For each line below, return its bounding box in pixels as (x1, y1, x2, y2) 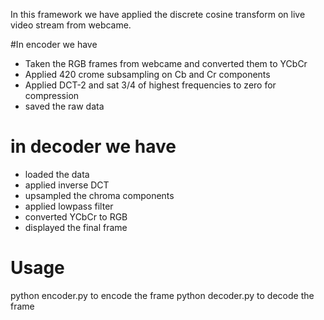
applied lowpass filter (24, 200, 114, 212)
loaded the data (24, 168, 90, 180)
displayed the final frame (24, 221, 128, 233)
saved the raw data (24, 100, 105, 112)
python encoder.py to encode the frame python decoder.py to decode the (10, 289, 315, 301)
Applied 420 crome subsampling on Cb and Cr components (24, 69, 271, 80)
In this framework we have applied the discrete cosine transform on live (10, 9, 306, 20)
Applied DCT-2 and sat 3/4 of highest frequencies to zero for (24, 79, 277, 91)
